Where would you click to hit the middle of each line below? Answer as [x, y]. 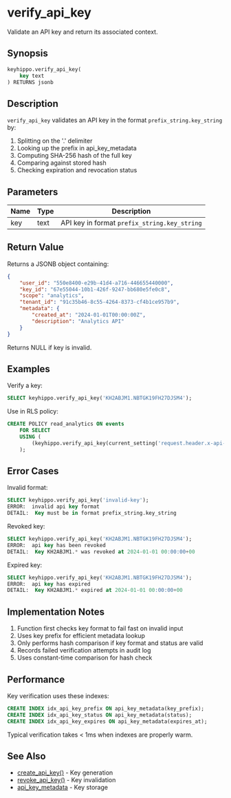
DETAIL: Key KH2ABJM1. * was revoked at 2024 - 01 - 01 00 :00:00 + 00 [101, 552]
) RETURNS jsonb [30, 82]
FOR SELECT [35, 431]
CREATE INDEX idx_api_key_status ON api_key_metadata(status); [100, 715]
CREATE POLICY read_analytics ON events [66, 424]
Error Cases [33, 471]
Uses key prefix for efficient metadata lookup [81, 636]
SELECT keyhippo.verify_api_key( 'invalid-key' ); [78, 500]
